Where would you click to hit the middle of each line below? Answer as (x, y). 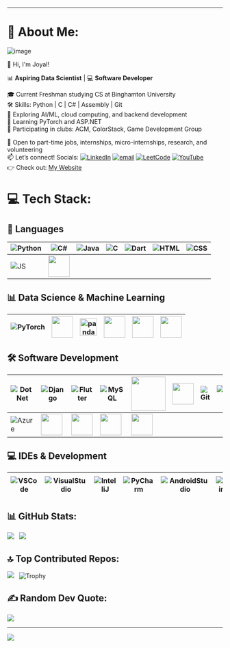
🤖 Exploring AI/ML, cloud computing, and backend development (97, 114)
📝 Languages (35, 229)
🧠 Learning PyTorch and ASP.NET (54, 121)
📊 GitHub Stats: (42, 516)
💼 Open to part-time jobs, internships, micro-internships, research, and (107, 142)
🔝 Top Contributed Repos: (63, 559)
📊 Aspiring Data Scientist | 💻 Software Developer (80, 78)
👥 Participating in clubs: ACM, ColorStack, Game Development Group (104, 129)
